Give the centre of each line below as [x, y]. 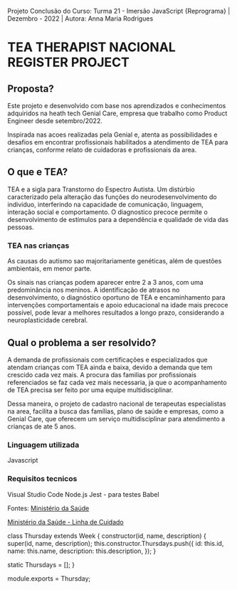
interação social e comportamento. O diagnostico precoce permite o [107, 212]
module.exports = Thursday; [49, 578]
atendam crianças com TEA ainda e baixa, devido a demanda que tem [110, 367]
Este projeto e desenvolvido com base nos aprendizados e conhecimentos [117, 106]
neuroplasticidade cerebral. [48, 320]
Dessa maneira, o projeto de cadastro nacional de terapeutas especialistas [117, 404]
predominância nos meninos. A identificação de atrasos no [94, 290]
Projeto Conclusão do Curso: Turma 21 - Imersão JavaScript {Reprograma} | [119, 11]
